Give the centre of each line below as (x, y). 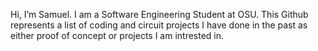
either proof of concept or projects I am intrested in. (117, 35)
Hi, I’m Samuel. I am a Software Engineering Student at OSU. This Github (159, 14)
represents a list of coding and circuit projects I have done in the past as (159, 25)
